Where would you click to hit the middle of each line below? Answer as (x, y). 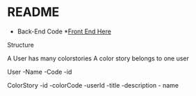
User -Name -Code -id (40, 72)
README (33, 12)
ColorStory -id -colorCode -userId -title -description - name (93, 85)
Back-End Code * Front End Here (64, 31)
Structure (21, 45)
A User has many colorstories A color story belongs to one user (98, 58)
